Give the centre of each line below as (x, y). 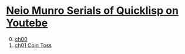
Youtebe (27, 23)
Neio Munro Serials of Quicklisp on (92, 11)
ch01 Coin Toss (33, 45)
